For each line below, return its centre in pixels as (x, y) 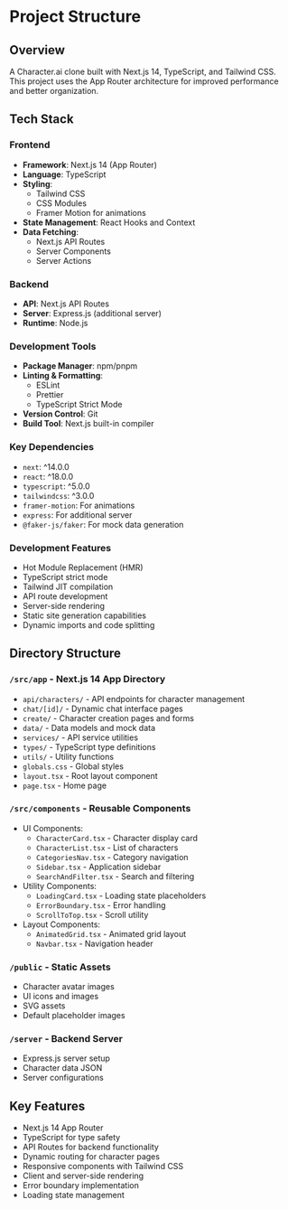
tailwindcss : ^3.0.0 (58, 495)
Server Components (73, 251)
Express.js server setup (66, 1058)
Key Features (47, 1106)
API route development (65, 596)
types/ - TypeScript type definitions (89, 746)
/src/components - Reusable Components (100, 809)
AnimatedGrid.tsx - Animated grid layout (111, 933)
